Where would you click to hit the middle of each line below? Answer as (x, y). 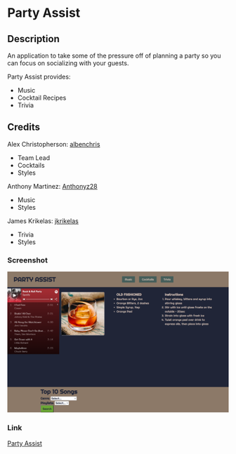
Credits (24, 127)
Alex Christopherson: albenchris (54, 144)
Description (33, 39)
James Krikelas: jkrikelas (43, 221)
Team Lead (34, 158)
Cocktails (31, 165)
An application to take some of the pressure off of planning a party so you (114, 55)
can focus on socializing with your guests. (68, 63)
